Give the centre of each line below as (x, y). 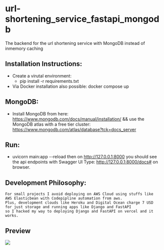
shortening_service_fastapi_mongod (82, 19)
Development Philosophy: (46, 183)
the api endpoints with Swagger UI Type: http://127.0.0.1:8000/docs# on (85, 162)
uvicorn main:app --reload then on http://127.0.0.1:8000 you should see (84, 157)
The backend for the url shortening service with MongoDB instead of (75, 43)
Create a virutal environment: (42, 76)
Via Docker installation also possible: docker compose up (71, 86)
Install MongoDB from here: (40, 113)
